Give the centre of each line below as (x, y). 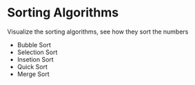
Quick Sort (32, 66)
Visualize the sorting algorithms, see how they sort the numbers (98, 32)
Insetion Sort (35, 59)
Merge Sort (33, 74)
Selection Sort (37, 52)
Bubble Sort (34, 45)
